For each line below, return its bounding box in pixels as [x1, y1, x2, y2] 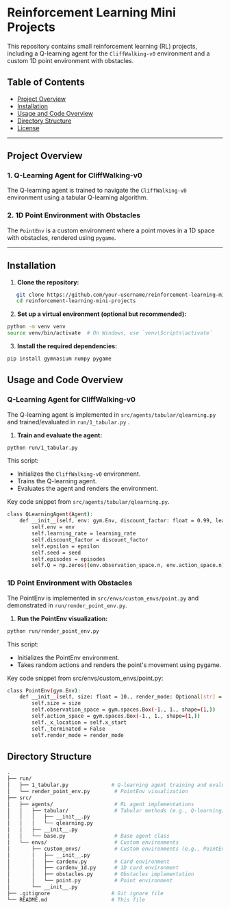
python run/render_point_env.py [7, 627, 99, 635]
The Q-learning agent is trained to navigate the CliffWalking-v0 [7, 186, 187, 195]
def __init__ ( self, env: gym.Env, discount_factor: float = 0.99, [19, 518, 213, 524]
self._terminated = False [31, 725, 106, 732]
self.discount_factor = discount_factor [31, 536, 149, 543]
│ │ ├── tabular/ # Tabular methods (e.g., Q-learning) [7, 807, 225, 814]
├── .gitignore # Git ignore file [7, 890, 164, 897]
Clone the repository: [16, 278, 79, 286]
